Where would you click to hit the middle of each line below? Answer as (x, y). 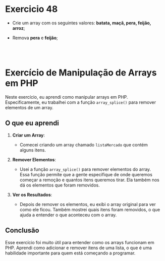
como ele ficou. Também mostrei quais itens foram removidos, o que (90, 209)
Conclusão (22, 230)
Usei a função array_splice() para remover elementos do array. (85, 169)
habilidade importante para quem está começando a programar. (70, 253)
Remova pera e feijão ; (35, 38)
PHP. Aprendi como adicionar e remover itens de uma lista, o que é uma (79, 248)
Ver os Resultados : (32, 195)
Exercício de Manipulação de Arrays (81, 73)
